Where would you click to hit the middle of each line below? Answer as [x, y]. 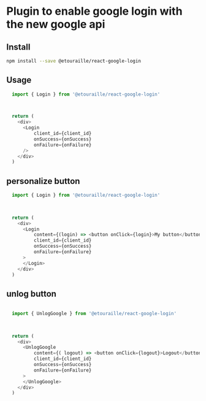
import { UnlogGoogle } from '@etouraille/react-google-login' [94, 314]
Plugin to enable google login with [94, 11]
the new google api [56, 24]
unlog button [32, 293]
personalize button [43, 181]
